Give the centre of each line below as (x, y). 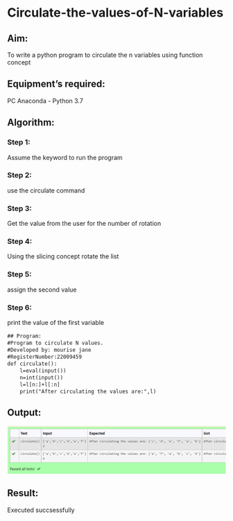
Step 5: (20, 274)
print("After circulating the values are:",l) (88, 391)
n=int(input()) (42, 378)
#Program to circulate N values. (55, 343)
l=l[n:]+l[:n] (40, 385)
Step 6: (20, 308)
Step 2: (20, 175)
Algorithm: (31, 123)
